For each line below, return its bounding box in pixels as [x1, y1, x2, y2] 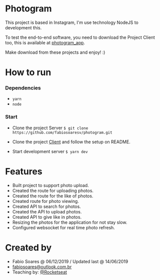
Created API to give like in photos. [12, 214, 82, 220]
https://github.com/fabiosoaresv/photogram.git [12, 130, 112, 135]
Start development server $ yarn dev [12, 148, 88, 154]
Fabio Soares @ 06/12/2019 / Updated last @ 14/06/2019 [12, 258, 128, 264]
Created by [5, 242, 52, 253]
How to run [5, 67, 52, 78]
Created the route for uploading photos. [12, 187, 94, 193]
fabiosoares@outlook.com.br [12, 264, 72, 270]
